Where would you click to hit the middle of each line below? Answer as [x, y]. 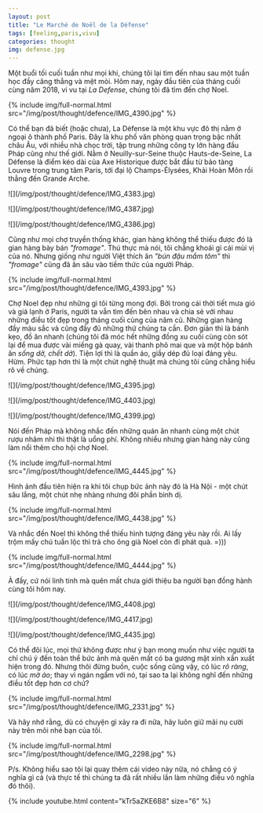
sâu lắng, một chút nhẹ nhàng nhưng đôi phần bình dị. [95, 495]
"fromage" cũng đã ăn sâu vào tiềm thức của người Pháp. [101, 265]
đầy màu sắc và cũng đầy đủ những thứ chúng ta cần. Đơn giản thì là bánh [128, 328]
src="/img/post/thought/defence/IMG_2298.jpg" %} [92, 754]
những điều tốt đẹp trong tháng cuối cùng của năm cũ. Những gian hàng [125, 320]
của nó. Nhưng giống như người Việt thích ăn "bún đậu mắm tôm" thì [119, 256]
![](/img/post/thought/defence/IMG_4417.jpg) [80, 620]
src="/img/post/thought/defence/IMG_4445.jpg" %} [92, 471]
